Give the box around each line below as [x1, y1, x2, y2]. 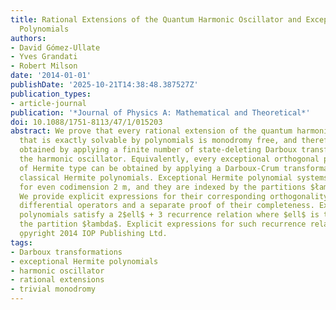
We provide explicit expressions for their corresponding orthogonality [19, 191, 329, 201]
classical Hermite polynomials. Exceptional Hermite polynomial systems [19, 172, 329, 183]
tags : [10, 237, 33, 248]
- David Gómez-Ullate [10, 42, 101, 53]
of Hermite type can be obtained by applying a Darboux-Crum [19, 163, 280, 173]
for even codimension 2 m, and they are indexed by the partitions [19, 182, 307, 192]
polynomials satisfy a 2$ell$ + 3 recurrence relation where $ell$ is [19, 210, 320, 220]
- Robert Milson [10, 61, 78, 71]
